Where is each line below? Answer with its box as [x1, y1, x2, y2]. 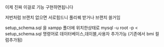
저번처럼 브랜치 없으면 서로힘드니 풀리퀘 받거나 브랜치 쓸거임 [5, 15, 121, 20]
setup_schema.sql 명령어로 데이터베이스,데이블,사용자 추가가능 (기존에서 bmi [5, 31, 154, 36]
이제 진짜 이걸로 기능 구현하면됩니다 [5, 4, 74, 10]
